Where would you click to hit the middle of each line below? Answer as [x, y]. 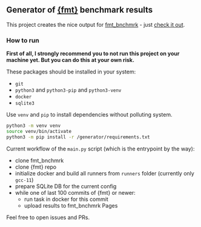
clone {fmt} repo [36, 167]
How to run [23, 40]
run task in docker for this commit [66, 199]
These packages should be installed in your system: [71, 72]
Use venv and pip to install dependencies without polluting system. [89, 115]
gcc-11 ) [24, 180]
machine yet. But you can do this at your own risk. [71, 60]
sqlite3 [25, 103]
